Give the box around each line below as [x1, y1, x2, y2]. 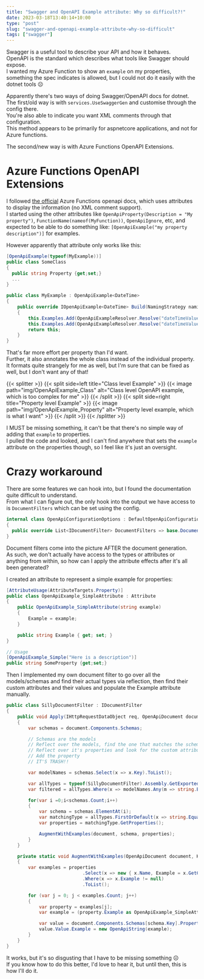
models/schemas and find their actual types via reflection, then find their [6, 678, 188, 685]
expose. [6, 61, 27, 69]
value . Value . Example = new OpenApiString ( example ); [38, 926, 172, 932]
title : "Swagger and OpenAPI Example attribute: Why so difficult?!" [6, 9, 186, 15]
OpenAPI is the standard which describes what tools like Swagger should [6, 55, 189, 62]
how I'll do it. [6, 967, 38, 974]
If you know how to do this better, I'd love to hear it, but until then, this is [6, 960, 187, 968]
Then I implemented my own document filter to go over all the [6, 671, 161, 679]
